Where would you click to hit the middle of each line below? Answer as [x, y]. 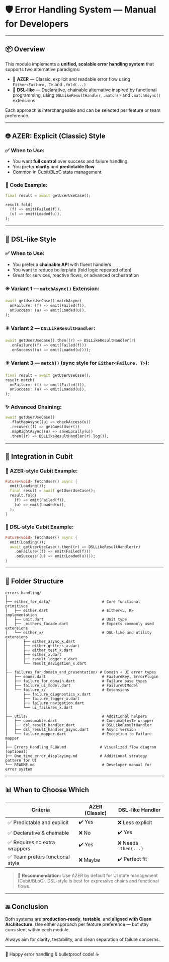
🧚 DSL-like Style [31, 239]
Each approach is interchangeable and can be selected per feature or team [83, 110]
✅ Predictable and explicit [38, 822]
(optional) [17, 751]
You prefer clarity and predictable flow [53, 167]
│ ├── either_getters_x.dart [43, 646]
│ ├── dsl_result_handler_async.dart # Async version [71, 729]
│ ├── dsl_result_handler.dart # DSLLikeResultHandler [78, 725]
